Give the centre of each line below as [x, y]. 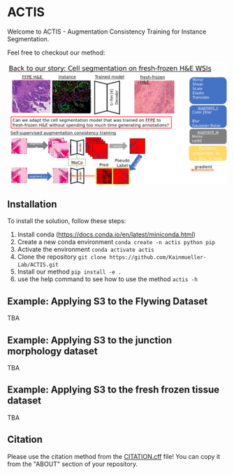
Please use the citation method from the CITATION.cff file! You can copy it [114, 456]
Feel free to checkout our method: [56, 52]
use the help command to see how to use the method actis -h [107, 279]
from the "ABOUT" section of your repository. [73, 464]
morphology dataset [52, 351]
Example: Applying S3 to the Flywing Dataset [108, 301]
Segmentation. [28, 38]
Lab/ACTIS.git [38, 265]
